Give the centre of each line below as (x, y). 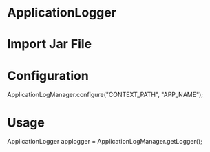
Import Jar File (50, 44)
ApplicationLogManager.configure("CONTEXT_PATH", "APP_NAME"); (105, 95)
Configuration (48, 75)
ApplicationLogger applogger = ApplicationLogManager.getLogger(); (105, 142)
